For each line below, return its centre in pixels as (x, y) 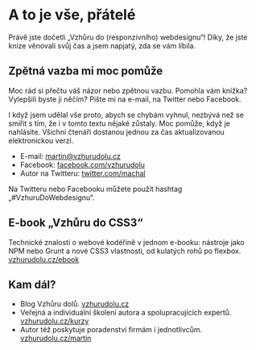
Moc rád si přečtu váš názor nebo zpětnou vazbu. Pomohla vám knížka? (128, 90)
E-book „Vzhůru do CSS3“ (76, 223)
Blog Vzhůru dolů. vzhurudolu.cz (74, 304)
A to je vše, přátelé (72, 15)
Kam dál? (32, 284)
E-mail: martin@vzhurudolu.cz (70, 156)
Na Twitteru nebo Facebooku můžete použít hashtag (95, 189)
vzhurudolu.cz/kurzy (54, 321)
